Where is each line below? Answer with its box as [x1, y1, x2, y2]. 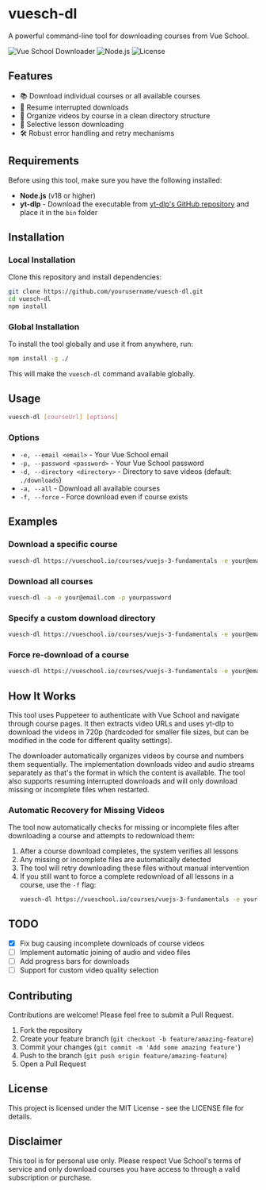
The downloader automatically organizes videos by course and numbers [8, 751, 244, 761]
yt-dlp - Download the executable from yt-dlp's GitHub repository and [19, 199, 249, 209]
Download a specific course [8, 539, 118, 550]
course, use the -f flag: [19, 880, 97, 890]
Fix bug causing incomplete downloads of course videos [19, 938, 205, 948]
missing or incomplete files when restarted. [8, 784, 150, 794]
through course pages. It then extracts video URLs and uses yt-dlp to [8, 718, 234, 728]
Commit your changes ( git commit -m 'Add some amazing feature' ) [19, 1042, 241, 1052]
